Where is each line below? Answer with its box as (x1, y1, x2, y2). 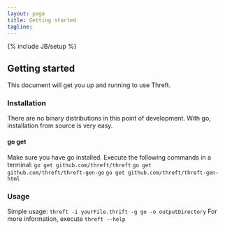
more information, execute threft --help (7, 214, 126, 223)
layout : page (7, 10, 45, 17)
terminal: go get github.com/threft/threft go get (7, 160, 152, 169)
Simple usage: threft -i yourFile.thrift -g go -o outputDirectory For (7, 207, 218, 215)
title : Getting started (7, 17, 77, 24)
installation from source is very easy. (7, 121, 113, 130)
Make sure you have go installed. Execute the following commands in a (7, 153, 212, 161)
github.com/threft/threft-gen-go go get (7, 169, 125, 176)
